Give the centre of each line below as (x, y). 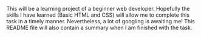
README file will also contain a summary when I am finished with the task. (99, 27)
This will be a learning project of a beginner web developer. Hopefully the (98, 9)
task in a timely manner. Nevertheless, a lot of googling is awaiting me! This (101, 21)
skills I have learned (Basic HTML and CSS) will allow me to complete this (98, 15)
